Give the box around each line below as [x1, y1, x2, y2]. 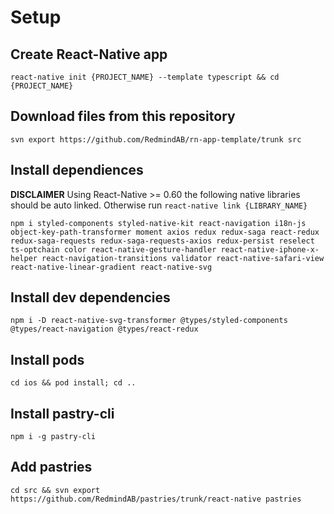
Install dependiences [10, 162, 144, 179]
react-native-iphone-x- [220, 244, 320, 255]
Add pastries [10, 459, 93, 476]
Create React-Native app [10, 46, 168, 63]
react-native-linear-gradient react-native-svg [10, 262, 213, 272]
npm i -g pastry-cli [10, 432, 97, 442]
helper [10, 253, 38, 263]
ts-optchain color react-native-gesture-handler [10, 244, 217, 255]
